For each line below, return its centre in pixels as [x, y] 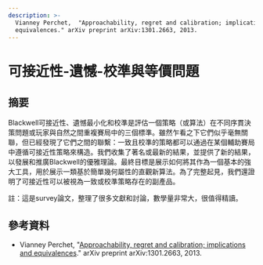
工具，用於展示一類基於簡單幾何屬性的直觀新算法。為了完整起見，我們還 [131, 172]
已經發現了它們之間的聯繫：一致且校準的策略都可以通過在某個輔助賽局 [142, 143]
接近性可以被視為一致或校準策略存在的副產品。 [104, 182]
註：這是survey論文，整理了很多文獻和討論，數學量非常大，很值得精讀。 [125, 198]
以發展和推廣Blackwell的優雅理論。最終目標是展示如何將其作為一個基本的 [126, 162]
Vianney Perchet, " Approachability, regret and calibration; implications [133, 245]
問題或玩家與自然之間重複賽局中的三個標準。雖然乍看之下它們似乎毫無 [128, 132]
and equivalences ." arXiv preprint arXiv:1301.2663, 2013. [110, 253]
